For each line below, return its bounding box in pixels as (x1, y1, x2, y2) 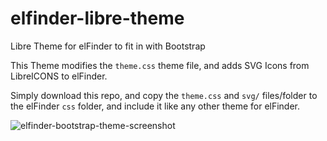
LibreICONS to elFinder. (10, 70, 108, 82)
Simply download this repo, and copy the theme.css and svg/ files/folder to (10, 89, 318, 101)
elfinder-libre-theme (10, 7, 185, 30)
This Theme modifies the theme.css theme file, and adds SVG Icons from (10, 59, 310, 71)
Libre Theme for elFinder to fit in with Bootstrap (10, 40, 206, 52)
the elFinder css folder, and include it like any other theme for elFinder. (10, 100, 301, 112)
